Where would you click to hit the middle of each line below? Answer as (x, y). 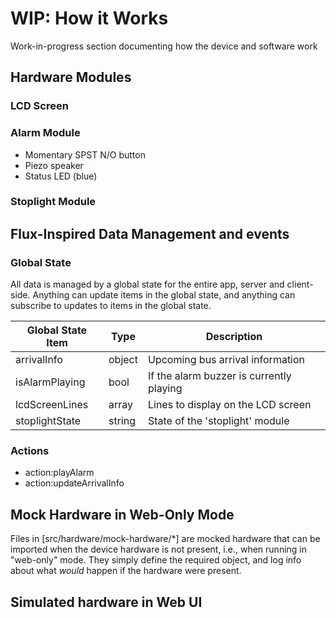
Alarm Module (45, 133)
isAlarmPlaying (50, 382)
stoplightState (48, 421)
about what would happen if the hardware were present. (126, 571)
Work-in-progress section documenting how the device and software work (164, 46)
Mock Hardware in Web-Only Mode (122, 514)
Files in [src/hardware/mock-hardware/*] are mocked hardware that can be (165, 539)
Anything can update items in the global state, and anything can (164, 295)
